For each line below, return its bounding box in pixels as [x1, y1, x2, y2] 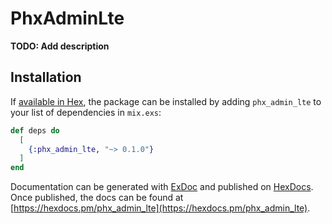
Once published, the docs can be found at [10, 192, 184, 204]
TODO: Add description [10, 40, 110, 52]
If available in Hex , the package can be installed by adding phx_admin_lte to [10, 95, 322, 107]
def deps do [10, 125, 60, 136]
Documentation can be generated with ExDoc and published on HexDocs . [10, 181, 314, 193]
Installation [10, 69, 82, 86]
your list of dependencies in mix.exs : [10, 106, 162, 118]
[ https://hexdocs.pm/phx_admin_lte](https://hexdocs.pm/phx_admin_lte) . [10, 202, 311, 214]
